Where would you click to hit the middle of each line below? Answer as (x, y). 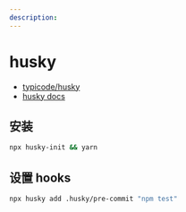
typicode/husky (51, 87)
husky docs (43, 96)
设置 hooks (40, 178)
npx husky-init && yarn (54, 148)
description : (34, 17)
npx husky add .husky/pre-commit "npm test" (93, 199)
